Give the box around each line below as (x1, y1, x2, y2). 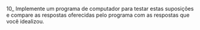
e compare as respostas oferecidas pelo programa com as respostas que (6, 11, 190, 19)
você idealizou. (6, 18, 44, 25)
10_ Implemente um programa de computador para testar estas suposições (6, 5, 194, 12)
